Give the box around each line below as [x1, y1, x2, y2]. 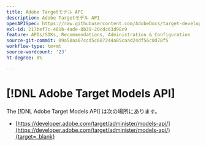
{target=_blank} [15, 133, 55, 140]
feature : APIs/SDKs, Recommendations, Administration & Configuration [6, 32, 191, 38]
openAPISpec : [6, 20, 40, 26]
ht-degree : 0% [6, 55, 43, 61]
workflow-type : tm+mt [6, 44, 62, 50]
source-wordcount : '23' [6, 49, 67, 55]
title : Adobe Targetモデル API [6, 9, 84, 15]
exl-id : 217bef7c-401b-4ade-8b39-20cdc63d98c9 [6, 26, 128, 33]
